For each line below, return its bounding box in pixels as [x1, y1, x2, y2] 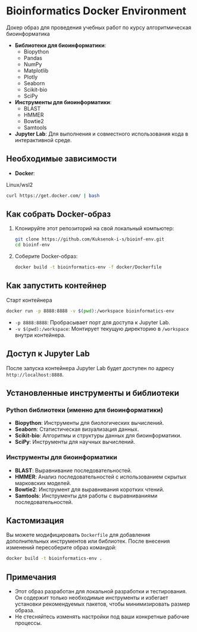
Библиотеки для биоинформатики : [14, 42, 107, 49]
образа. [14, 607, 35, 614]
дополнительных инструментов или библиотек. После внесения [6, 537, 170, 545]
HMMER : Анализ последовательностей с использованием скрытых [14, 473, 187, 480]
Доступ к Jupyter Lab [6, 349, 90, 359]
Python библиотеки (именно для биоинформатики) [6, 406, 164, 414]
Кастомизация [6, 515, 64, 525]
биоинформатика [6, 30, 51, 37]
